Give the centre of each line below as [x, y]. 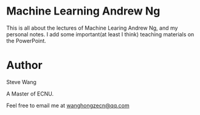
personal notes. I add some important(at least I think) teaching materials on [100, 34]
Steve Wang [21, 82]
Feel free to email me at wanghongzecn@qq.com [68, 105]
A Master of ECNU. [30, 94]
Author [24, 65]
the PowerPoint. [26, 41]
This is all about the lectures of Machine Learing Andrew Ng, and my [92, 28]
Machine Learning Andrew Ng [83, 11]
